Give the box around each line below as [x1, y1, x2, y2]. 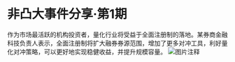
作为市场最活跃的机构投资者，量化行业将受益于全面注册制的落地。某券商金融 [7, 30, 228, 39]
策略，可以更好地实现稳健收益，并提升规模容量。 [25, 48, 166, 56]
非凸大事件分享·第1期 [7, 6, 127, 22]
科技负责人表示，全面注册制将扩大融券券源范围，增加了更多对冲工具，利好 [7, 39, 222, 47]
